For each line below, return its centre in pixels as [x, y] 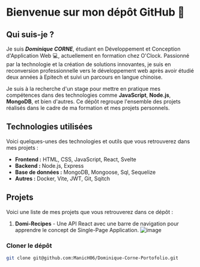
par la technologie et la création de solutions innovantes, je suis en [89, 64]
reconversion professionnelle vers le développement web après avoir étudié [100, 71]
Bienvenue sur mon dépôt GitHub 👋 [95, 12]
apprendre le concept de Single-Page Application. [77, 230]
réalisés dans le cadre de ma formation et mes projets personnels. [88, 108]
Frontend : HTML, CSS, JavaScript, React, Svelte [76, 159]
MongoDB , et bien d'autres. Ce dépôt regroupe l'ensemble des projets [94, 101]
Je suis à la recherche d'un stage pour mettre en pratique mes [83, 89]
